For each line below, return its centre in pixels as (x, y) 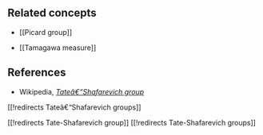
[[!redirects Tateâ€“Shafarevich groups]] (74, 107)
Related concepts (52, 13)
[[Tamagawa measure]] (58, 48)
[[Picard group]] (46, 32)
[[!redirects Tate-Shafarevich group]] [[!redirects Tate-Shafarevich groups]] (132, 122)
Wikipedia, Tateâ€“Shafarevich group (82, 91)
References (37, 73)
